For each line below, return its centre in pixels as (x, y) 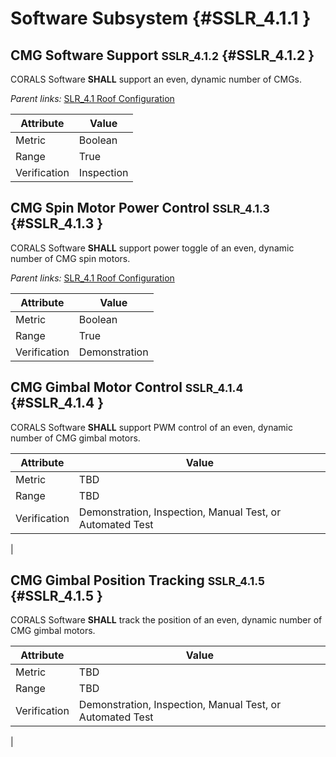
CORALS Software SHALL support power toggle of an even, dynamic (152, 248)
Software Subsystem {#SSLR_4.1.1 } (161, 18)
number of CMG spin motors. (70, 258)
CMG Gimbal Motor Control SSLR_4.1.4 (127, 387)
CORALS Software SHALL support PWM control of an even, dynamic (151, 427)
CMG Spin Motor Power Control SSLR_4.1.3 (140, 208)
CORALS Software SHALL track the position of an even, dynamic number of (166, 620)
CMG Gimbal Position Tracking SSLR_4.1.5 (137, 580)
